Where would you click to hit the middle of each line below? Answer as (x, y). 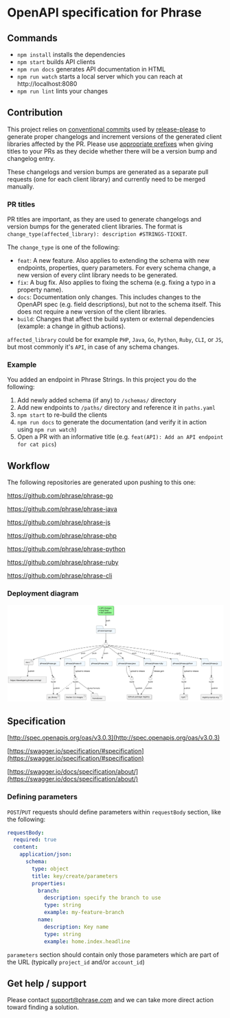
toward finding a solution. (43, 1007)
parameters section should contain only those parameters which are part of (113, 955)
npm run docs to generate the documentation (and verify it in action (112, 422)
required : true (35, 840)
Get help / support (47, 983)
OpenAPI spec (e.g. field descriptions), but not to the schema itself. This (119, 305)
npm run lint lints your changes (62, 91)
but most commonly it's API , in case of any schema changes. (93, 347)
